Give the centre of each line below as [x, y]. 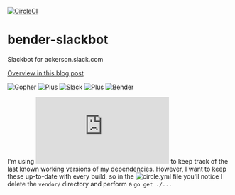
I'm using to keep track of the [118, 161]
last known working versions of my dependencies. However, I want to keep [117, 169]
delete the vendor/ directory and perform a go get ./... [90, 184]
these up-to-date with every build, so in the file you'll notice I [115, 176]
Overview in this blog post [45, 73]
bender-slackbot [58, 40]
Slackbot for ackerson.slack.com [55, 59]
